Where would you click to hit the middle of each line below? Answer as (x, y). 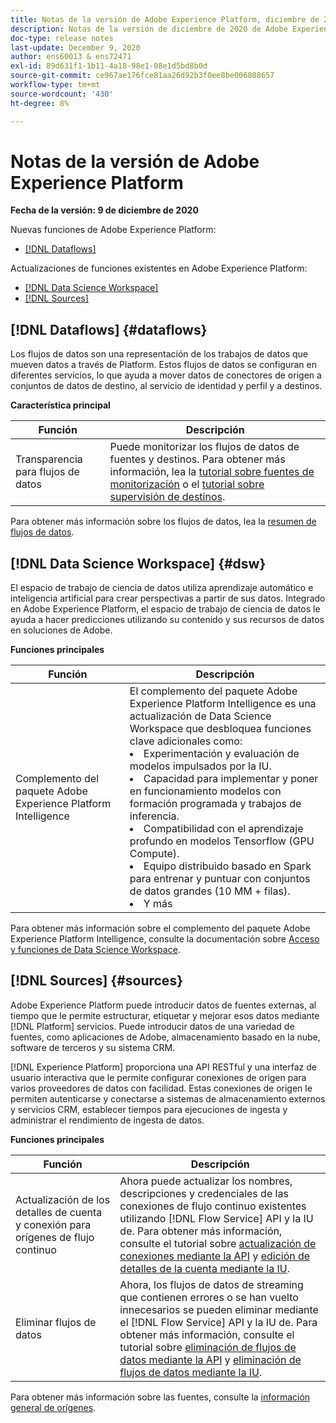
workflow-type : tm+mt (55, 85)
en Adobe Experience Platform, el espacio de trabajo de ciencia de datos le (165, 609)
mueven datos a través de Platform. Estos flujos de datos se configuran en (163, 365)
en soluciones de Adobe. (61, 630)
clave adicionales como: (186, 741)
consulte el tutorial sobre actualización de (218, 1243)
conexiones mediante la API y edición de (215, 1256)
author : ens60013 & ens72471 (71, 57)
